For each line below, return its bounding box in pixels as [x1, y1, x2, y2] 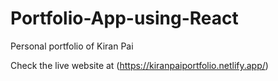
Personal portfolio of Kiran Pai [10, 40, 134, 52]
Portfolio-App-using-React [10, 7, 239, 30]
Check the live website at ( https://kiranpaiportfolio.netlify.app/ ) [10, 59, 269, 71]
